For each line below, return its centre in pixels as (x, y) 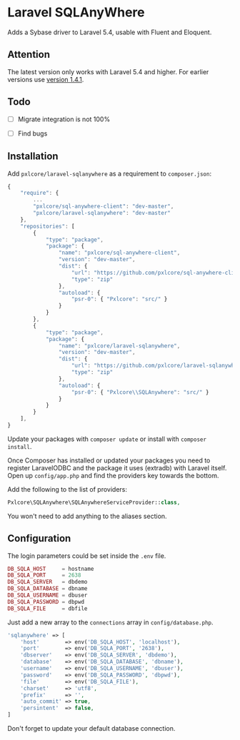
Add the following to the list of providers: (67, 489)
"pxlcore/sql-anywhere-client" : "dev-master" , (104, 207)
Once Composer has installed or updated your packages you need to (109, 460)
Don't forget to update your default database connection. (91, 729)
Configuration (39, 538)
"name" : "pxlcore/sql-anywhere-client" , (119, 253)
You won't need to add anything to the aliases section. (87, 516)
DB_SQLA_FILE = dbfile (47, 608)
